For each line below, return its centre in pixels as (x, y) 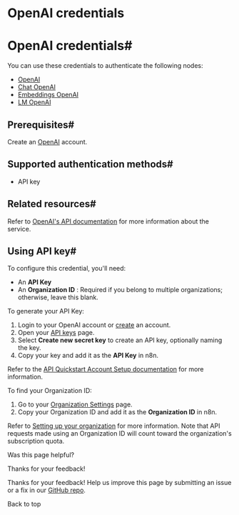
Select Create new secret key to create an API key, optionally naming (120, 340)
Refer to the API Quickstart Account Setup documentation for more (106, 369)
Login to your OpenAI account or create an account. (94, 325)
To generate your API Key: (46, 311)
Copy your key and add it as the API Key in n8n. (88, 356)
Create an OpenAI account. (47, 141)
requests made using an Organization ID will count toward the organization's (119, 434)
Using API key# (42, 251)
